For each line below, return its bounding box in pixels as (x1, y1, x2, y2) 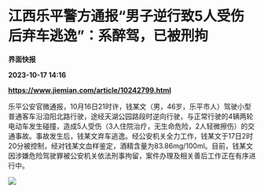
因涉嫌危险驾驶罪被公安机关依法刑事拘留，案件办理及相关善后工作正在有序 (8, 150, 249, 160)
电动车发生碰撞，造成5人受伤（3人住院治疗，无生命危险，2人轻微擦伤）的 (8, 121, 248, 131)
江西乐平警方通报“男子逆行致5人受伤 (8, 7, 245, 25)
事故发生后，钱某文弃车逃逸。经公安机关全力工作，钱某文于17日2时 (35, 131, 254, 140)
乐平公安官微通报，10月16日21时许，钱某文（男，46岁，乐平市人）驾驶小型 (8, 102, 251, 111)
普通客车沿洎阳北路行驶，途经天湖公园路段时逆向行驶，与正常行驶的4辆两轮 (8, 111, 254, 121)
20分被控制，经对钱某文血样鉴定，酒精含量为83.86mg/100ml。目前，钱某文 (8, 141, 254, 150)
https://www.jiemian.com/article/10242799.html (8, 85, 171, 95)
